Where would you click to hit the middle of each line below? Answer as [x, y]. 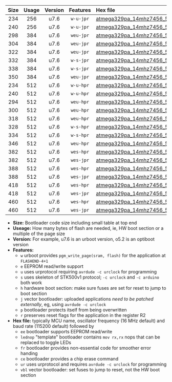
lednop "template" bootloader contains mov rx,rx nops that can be [90, 337]
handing [29, 353]
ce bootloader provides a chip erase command [69, 359]
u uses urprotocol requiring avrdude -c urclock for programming [89, 272]
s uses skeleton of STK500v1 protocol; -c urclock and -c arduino [90, 277]
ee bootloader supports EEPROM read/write [66, 332]
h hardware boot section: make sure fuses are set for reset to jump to [93, 288]
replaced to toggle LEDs [46, 342]
